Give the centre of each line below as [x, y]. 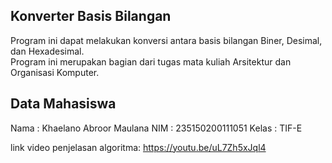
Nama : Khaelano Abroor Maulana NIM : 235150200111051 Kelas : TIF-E [156, 128]
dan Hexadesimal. [47, 51]
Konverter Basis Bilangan [91, 16]
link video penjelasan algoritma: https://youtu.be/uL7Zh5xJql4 [138, 147]
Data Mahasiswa [63, 104]
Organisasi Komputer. [55, 72]
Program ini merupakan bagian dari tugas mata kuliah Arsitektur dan [151, 61]
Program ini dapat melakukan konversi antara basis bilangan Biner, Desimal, [166, 40]
